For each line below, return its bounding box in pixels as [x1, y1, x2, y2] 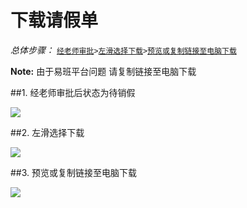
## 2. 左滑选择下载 [10, 126, 85, 138]
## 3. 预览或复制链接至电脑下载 [10, 166, 138, 178]
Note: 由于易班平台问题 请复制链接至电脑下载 [10, 65, 197, 77]
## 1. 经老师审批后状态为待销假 [10, 86, 136, 98]
